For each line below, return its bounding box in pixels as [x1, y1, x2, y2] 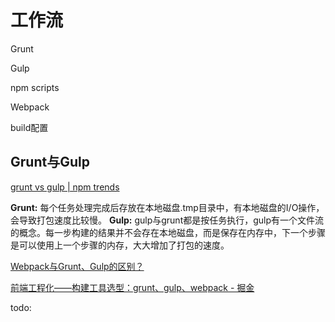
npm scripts [10, 81, 60, 93]
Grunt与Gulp [10, 154, 90, 171]
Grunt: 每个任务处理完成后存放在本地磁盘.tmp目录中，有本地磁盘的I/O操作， [10, 201, 325, 213]
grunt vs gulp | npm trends [10, 181, 120, 193]
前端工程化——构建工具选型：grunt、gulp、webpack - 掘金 [10, 281, 255, 293]
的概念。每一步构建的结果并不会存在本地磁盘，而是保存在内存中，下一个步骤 [10, 226, 326, 238]
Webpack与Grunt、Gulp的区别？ [10, 260, 145, 272]
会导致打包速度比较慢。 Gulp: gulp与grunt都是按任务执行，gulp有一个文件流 [10, 214, 325, 226]
